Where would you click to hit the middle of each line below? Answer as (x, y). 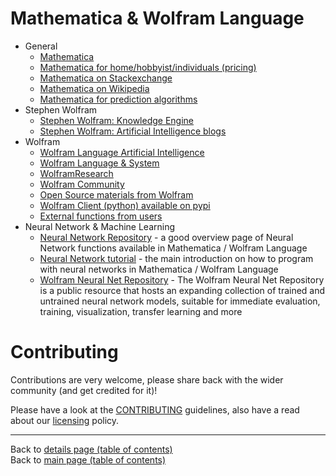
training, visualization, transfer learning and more (141, 311)
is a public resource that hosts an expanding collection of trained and (182, 290)
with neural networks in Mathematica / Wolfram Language (159, 269)
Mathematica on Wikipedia (94, 88)
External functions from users (101, 216)
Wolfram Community (82, 184)
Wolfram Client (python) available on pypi (125, 205)
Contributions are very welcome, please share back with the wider (147, 379)
